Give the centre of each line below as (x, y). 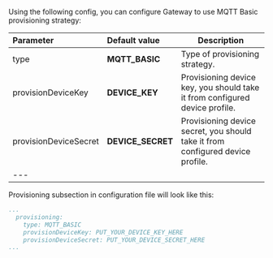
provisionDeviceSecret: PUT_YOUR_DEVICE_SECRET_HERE (114, 240)
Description (221, 40)
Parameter (33, 40)
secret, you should (216, 131)
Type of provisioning (220, 54)
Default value (133, 40)
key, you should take (220, 87)
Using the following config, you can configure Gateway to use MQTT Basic (133, 12)
